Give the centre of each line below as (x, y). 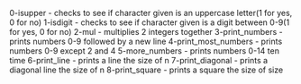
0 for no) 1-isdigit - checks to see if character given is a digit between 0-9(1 (150, 22)
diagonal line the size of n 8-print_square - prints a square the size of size (146, 70)
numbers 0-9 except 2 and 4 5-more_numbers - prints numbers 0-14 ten (144, 51)
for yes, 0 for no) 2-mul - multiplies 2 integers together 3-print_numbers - (146, 32)
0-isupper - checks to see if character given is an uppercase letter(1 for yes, (151, 13)
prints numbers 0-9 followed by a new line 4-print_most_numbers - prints (146, 41)
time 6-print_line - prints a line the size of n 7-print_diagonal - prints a (139, 60)
